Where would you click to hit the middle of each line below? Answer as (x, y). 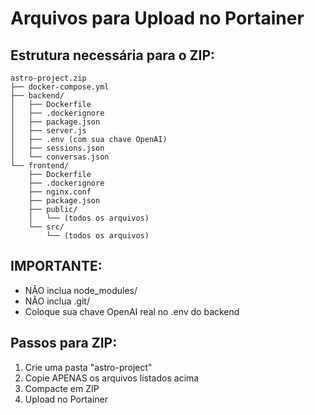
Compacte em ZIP (62, 388)
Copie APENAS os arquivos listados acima (112, 378)
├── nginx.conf (60, 192)
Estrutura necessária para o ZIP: (113, 55)
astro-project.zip (48, 78)
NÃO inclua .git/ (57, 301)
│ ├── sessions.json (57, 148)
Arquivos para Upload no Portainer (157, 18)
